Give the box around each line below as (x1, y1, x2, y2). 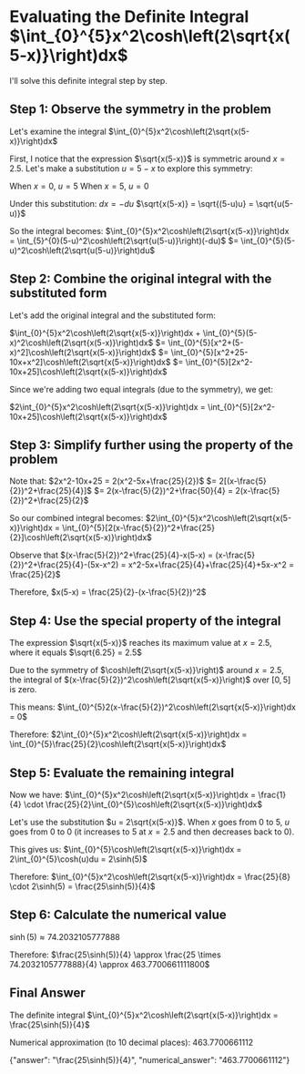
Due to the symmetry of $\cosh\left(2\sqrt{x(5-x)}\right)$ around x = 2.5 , (9, 665, 284, 676)
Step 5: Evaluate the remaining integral (9, 765, 235, 781)
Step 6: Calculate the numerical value (9, 907, 228, 923)
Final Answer (9, 986, 86, 1001)
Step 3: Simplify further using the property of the (9, 437, 294, 453)
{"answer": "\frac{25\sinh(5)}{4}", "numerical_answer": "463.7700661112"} (9, 1054, 290, 1065)
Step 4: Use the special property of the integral (9, 613, 281, 629)
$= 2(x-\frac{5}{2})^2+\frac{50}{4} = (94, 486, 234, 496)
